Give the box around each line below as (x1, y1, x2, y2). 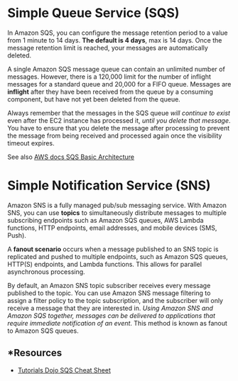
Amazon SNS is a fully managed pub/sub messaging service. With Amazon (7, 201, 227, 209)
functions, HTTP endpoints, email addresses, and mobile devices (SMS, (7, 223, 217, 232)
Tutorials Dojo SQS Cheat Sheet (17, 365, 112, 374)
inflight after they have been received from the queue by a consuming (7, 87, 213, 96)
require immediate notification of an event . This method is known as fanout (7, 319, 227, 327)
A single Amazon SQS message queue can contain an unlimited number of (7, 65, 225, 73)
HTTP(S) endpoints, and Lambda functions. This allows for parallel (7, 260, 202, 268)
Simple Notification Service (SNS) (7, 177, 211, 194)
